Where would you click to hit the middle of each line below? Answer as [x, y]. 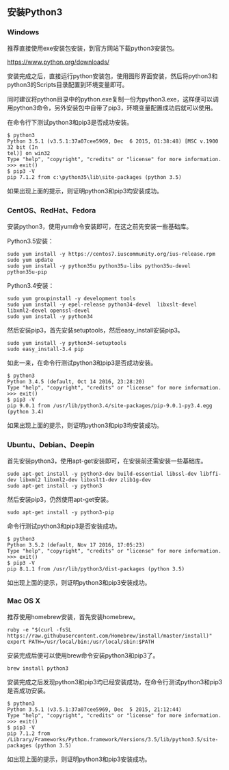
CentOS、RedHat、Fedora [52, 210]
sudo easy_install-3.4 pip [45, 349]
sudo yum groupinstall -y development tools [71, 298]
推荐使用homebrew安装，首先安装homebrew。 [73, 616]
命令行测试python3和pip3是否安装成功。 [64, 526]
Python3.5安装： [31, 241]
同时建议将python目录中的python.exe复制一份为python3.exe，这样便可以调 [113, 99]
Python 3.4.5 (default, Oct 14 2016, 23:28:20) [76, 382]
